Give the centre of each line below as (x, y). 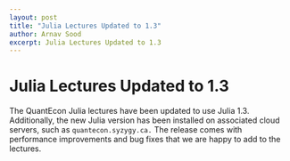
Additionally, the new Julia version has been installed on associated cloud (145, 120)
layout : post (33, 17)
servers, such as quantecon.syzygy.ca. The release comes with (126, 130)
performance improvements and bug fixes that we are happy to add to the (145, 140)
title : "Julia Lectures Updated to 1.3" (86, 26)
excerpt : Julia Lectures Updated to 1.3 (86, 42)
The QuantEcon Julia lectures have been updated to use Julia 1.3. (129, 111)
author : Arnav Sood (46, 34)
